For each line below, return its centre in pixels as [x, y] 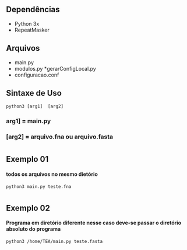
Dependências [33, 10]
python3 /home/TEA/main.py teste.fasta [54, 242]
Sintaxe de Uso [34, 93]
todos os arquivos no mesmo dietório [52, 174]
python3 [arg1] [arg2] [35, 107]
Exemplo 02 [28, 208]
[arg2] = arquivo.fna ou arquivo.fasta [60, 137]
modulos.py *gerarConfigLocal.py [55, 68]
